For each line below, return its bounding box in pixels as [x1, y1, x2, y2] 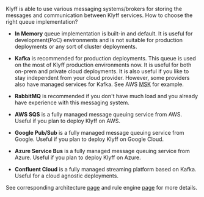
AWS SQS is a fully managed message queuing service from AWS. [14, 111, 183, 118]
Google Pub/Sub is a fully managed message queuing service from [14, 129, 184, 136]
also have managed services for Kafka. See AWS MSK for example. [14, 81, 184, 88]
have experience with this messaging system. [14, 99, 129, 106]
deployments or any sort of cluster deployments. [14, 43, 137, 50]
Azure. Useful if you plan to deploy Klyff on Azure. [14, 154, 141, 161]
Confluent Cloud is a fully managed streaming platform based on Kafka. [14, 166, 197, 173]
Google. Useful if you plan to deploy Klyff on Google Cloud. [14, 135, 164, 143]
